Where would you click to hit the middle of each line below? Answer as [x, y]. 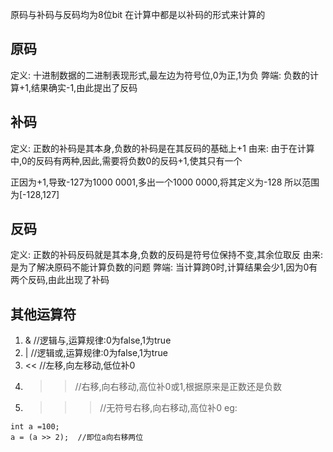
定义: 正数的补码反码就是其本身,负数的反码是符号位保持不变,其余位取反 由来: [167, 255]
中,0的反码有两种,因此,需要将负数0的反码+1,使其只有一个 [126, 160]
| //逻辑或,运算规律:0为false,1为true [96, 353]
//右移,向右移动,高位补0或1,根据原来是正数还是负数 [178, 387]
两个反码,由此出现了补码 [60, 280]
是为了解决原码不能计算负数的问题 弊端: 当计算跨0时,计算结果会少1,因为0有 [164, 267]
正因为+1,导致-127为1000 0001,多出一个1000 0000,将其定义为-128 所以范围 [165, 182]
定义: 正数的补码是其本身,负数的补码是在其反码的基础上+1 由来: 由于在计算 [162, 148]
